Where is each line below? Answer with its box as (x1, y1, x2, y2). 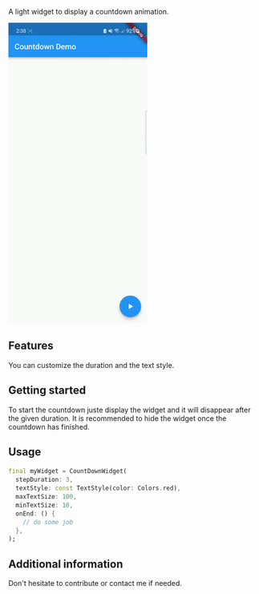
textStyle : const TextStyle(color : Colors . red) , (15, 484, 181, 492)
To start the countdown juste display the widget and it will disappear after (8, 405, 251, 414)
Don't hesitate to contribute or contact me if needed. (8, 579, 183, 588)
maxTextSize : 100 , (15, 493, 78, 501)
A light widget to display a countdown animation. (8, 7, 169, 16)
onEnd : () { (15, 509, 56, 518)
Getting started (8, 384, 87, 398)
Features (8, 339, 54, 353)
